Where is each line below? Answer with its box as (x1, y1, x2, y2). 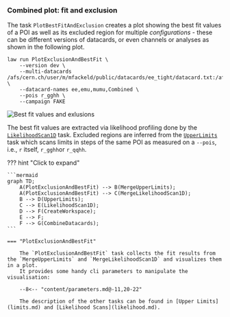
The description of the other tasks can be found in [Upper (19, 298, 194, 305)
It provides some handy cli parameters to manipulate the (19, 268, 188, 275)
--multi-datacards (19, 68, 72, 75)
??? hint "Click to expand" (7, 158, 80, 167)
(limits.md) (7, 304, 41, 311)
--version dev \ (19, 62, 66, 69)
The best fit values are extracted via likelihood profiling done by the (7, 124, 197, 132)
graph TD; (7, 178, 36, 185)
